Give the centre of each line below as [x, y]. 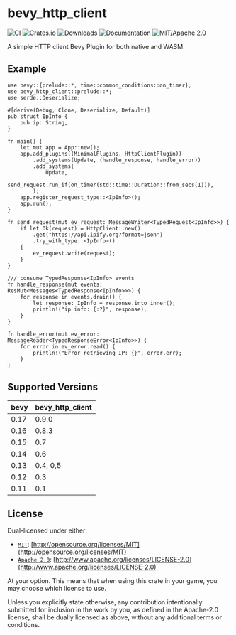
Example [27, 69]
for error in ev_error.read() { [68, 346]
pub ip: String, [44, 122]
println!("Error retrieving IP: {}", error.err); [107, 353]
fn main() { [25, 141]
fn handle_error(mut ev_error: [54, 334]
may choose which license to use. [57, 589]
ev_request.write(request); [74, 253]
